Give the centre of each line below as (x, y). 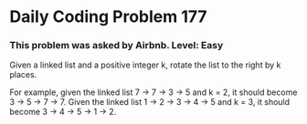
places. (23, 75)
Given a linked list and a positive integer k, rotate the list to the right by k (145, 65)
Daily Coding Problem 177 (108, 17)
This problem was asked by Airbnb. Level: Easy (116, 46)
